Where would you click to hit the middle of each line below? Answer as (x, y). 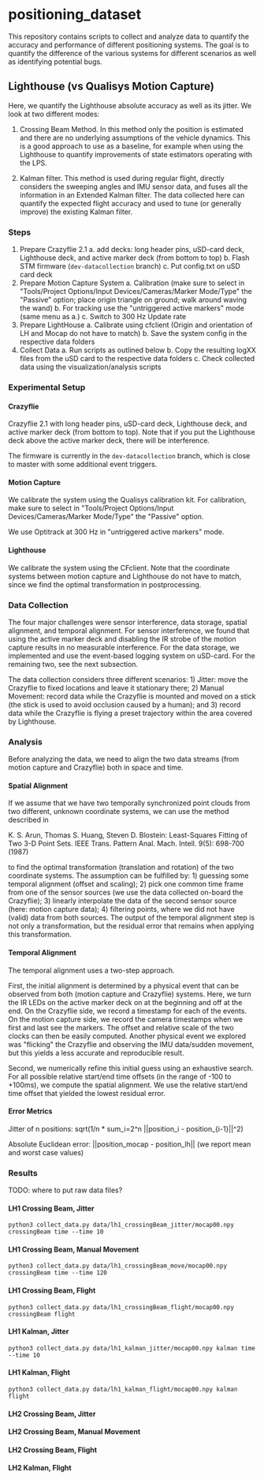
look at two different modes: (54, 114)
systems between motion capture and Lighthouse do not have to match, (125, 576)
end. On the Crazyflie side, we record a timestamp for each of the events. (127, 1011)
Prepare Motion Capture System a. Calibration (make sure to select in (132, 283)
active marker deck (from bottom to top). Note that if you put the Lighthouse (132, 432)
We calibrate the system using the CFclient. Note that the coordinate (119, 567)
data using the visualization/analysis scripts (90, 367)
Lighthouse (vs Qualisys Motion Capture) (111, 87)
